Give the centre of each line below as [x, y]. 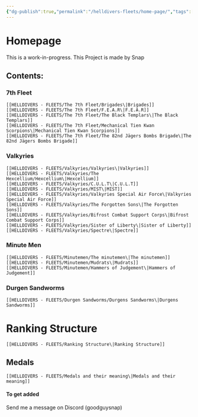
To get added [23, 395]
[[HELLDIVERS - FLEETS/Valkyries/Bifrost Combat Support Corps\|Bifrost [98, 215]
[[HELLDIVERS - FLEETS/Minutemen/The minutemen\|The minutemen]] [88, 257]
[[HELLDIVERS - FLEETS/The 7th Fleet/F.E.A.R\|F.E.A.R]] [78, 110]
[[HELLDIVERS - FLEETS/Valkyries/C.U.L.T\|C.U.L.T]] [72, 184]
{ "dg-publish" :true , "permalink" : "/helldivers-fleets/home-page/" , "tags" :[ [100, 12]
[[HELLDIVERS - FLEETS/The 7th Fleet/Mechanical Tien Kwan [80, 126]
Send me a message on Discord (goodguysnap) [64, 408]
